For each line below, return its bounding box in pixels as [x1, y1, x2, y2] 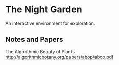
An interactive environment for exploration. [5, 20, 96, 26]
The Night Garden [5, 4, 83, 15]
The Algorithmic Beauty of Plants [5, 48, 75, 54]
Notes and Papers [5, 35, 63, 44]
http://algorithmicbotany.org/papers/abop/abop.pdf [5, 54, 114, 60]
